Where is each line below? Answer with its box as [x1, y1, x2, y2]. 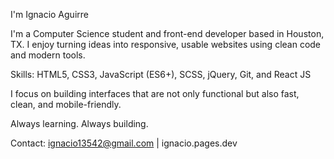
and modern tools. [10, 49, 86, 61]
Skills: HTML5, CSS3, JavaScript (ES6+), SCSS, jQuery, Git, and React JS [10, 69, 312, 80]
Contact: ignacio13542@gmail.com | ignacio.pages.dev [10, 137, 238, 149]
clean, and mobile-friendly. [10, 99, 122, 110]
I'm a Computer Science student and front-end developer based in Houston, [10, 28, 325, 39]
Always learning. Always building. [10, 118, 149, 129]
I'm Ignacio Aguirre [10, 9, 89, 20]
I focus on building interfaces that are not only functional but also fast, [10, 88, 300, 99]
